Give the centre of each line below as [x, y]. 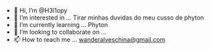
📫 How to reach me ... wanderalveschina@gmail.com [89, 40]
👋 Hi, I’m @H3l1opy [40, 10]
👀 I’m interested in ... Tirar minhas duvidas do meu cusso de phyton [109, 18]
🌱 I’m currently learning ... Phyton [61, 25]
